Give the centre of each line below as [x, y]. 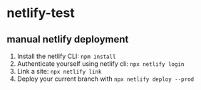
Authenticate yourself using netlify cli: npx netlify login [100, 64]
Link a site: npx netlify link [59, 71]
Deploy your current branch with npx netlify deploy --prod [105, 79]
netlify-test [41, 13]
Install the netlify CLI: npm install [66, 56]
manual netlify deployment [68, 39]
